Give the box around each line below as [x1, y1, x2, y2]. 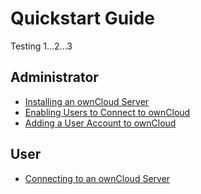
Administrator [10, 69, 99, 86]
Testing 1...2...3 [10, 40, 73, 52]
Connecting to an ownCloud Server [24, 172, 171, 184]
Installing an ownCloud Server [24, 95, 150, 107]
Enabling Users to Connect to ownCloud [24, 106, 191, 118]
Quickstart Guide [10, 7, 156, 30]
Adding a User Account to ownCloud [24, 117, 177, 129]
